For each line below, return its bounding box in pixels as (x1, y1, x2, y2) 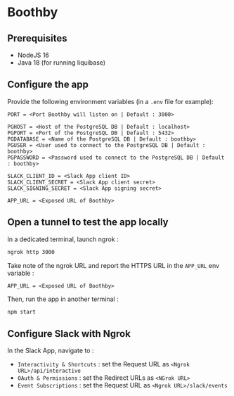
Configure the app (7, 79, 89, 91)
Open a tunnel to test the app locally (7, 216, 169, 229)
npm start (7, 308, 37, 315)
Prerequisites (7, 32, 67, 44)
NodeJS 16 (17, 51, 49, 59)
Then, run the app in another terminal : (7, 295, 119, 303)
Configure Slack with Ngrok (7, 328, 131, 340)
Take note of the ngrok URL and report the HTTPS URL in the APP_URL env (7, 261, 220, 269)
